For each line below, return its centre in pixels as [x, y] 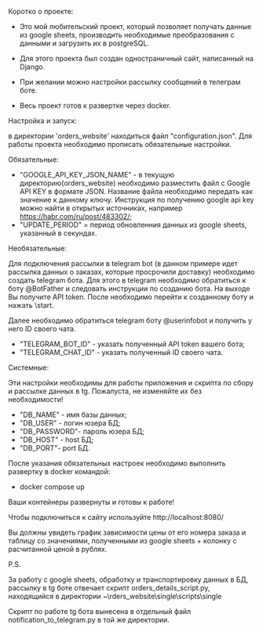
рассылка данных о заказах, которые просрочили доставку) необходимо [131, 272]
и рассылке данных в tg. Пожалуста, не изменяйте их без [105, 391]
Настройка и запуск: [42, 121]
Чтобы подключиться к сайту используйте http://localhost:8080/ [116, 517]
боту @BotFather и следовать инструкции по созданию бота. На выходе [129, 289]
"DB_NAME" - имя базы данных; [73, 415]
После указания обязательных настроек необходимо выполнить [117, 463]
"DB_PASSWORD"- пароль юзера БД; [82, 431]
